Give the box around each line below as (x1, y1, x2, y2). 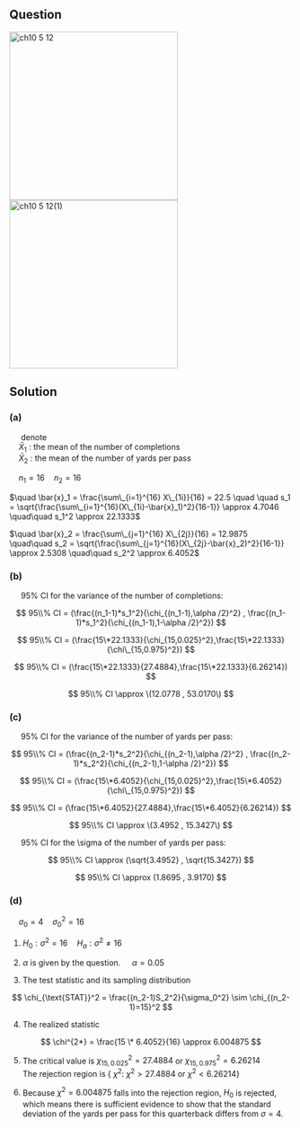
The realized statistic (22, 1018, 101, 1029)
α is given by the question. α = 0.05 (22, 956, 164, 968)
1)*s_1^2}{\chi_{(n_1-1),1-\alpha (75, 617, 187, 628)
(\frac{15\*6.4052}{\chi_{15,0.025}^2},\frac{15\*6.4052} (74, 776, 283, 787)
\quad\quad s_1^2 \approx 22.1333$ (9, 511, 141, 522)
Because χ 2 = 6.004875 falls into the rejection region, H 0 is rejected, (22, 1086, 277, 1100)
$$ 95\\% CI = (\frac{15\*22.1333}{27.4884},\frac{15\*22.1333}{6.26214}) (13, 662, 288, 673)
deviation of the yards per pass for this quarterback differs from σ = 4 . (22, 1108, 284, 1119)
